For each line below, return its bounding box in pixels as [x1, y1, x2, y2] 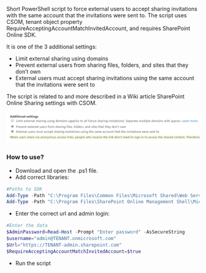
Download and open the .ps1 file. [15, 166, 98, 174]
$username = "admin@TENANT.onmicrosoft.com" [6, 236, 116, 242]
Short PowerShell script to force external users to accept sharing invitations [6, 6, 197, 12]
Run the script [15, 260, 51, 267]
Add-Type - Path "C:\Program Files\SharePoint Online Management [6, 199, 174, 205]
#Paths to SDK [6, 186, 43, 192]
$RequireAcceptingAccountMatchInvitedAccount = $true [6, 248, 141, 255]
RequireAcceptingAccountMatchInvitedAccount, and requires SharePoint [6, 24, 191, 32]
